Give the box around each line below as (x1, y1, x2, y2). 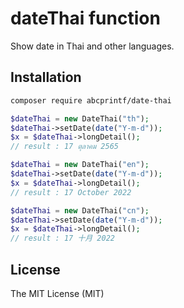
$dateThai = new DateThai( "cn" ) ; (10, 205, 150, 216)
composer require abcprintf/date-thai (10, 95, 172, 106)
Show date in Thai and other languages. (10, 40, 175, 52)
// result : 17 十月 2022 (10, 233, 115, 244)
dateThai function (10, 7, 161, 30)
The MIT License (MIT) (10, 287, 105, 299)
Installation (10, 69, 82, 86)
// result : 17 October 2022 (10, 187, 132, 197)
